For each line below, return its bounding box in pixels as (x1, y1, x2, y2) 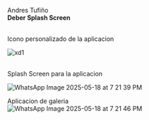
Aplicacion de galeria (7, 97, 69, 105)
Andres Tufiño (7, 6, 49, 14)
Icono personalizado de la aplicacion (7, 35, 114, 43)
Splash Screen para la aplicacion (7, 70, 103, 78)
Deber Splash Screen (7, 13, 71, 22)
